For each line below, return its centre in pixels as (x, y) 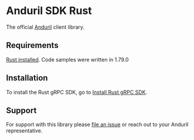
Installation (27, 78)
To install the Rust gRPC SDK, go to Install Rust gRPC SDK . (77, 92)
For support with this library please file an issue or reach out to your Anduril (97, 125)
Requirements (32, 45)
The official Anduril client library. (45, 27)
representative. (24, 131)
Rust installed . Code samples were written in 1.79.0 (67, 59)
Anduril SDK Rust (49, 11)
